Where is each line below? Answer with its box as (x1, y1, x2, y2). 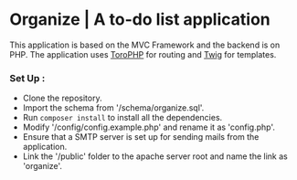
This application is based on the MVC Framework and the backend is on (9, 39, 281, 50)
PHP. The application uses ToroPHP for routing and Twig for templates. (9, 48, 277, 59)
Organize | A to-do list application (9, 9, 271, 30)
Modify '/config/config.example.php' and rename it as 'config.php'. (22, 122, 276, 132)
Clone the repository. (22, 92, 102, 104)
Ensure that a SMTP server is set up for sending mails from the (22, 132, 260, 143)
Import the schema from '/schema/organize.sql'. (22, 102, 205, 113)
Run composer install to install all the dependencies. (22, 112, 223, 123)
